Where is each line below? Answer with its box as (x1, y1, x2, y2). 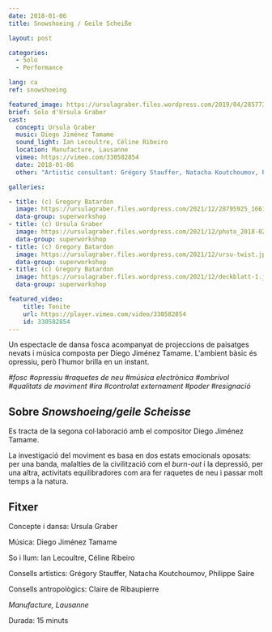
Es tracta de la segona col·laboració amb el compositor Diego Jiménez (8, 426, 244, 436)
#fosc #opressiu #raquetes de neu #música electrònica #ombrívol (8, 373, 229, 382)
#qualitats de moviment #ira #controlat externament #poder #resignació (8, 382, 251, 391)
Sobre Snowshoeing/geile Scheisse (8, 404, 192, 418)
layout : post (8, 34, 53, 42)
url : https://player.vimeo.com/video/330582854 (23, 310, 186, 318)
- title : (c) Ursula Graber (8, 220, 104, 228)
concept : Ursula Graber (15, 123, 96, 131)
